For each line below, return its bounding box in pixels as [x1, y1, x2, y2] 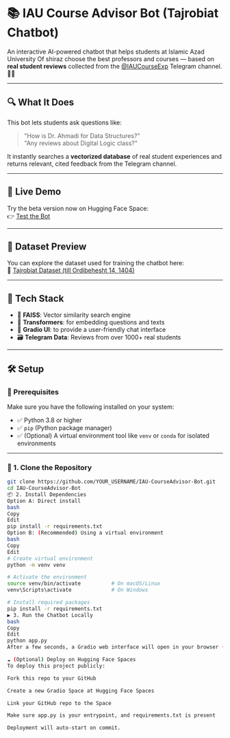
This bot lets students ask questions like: [7, 118, 122, 126]
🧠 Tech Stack [7, 293, 64, 304]
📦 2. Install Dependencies [7, 491, 87, 498]
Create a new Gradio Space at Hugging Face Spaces [7, 687, 155, 694]
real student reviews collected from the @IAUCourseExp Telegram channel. [7, 62, 222, 70]
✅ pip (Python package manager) [16, 423, 112, 432]
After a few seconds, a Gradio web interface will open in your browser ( [7, 644, 225, 651]
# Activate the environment [7, 574, 88, 581]
